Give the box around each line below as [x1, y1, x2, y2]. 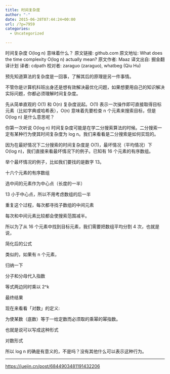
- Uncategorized [10, 31, 44, 36]
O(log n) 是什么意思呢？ [5, 114, 55, 120]
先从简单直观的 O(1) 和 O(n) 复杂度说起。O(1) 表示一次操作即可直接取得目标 [5, 101, 162, 107]
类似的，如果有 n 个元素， [5, 251, 60, 257]
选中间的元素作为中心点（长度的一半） [5, 180, 85, 186]
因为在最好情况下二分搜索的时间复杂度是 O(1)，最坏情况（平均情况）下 [5, 142, 153, 147]
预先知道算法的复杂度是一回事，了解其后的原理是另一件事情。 [5, 73, 134, 79]
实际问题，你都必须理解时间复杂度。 [5, 91, 81, 96]
